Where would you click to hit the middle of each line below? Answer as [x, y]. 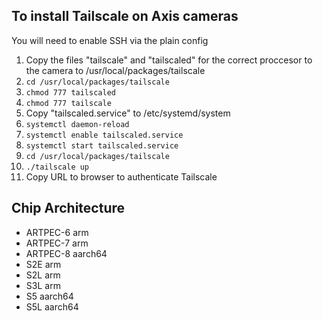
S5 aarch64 [49, 296]
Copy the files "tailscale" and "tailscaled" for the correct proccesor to [169, 60]
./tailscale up [57, 167]
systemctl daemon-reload [77, 124]
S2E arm [43, 264]
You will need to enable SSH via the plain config [110, 40]
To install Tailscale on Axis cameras [125, 16]
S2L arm [43, 275]
